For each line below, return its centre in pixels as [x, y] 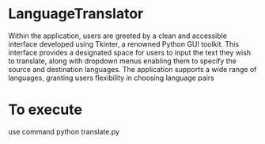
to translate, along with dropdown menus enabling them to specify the [123, 61]
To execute [45, 110]
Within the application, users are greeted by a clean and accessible [118, 36]
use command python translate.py [64, 131]
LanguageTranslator [76, 14]
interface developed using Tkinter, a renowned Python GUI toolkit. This [124, 44]
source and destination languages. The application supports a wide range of [132, 69]
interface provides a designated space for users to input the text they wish [130, 52]
